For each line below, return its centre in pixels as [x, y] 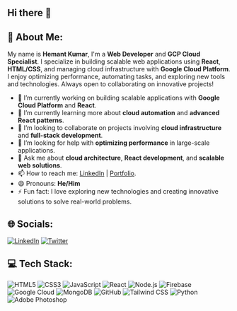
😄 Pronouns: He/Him [49, 184]
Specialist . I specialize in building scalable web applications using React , [114, 61]
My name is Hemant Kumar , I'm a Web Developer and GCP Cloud [104, 54]
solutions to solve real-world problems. [75, 201]
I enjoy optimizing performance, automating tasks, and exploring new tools [116, 77]
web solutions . [40, 165]
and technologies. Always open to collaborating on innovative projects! [111, 84]
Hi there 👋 [29, 13]
